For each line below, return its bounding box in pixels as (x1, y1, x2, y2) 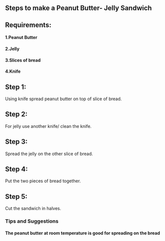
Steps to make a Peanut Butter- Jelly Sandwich (5, 4, 152, 12)
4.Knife (5, 69, 21, 75)
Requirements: (5, 21, 52, 29)
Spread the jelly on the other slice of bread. (5, 151, 93, 157)
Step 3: (5, 138, 28, 146)
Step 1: (5, 82, 27, 91)
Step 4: (5, 165, 28, 173)
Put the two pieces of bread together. (5, 178, 81, 184)
